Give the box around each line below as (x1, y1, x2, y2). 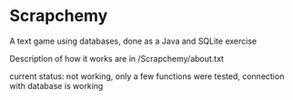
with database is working (9, 80, 104, 91)
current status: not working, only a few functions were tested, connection (9, 70, 285, 82)
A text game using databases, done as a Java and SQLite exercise (9, 35, 258, 46)
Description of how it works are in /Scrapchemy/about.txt (9, 53, 225, 64)
